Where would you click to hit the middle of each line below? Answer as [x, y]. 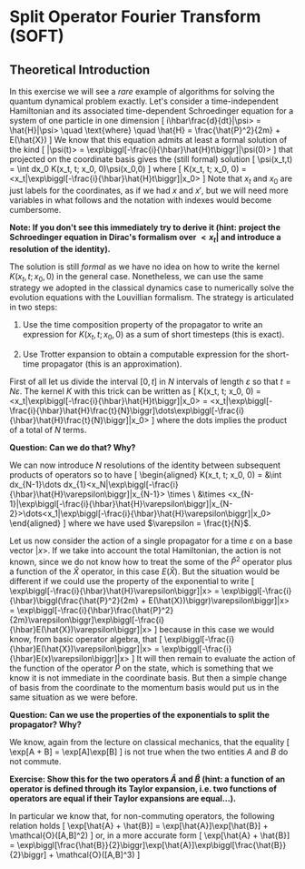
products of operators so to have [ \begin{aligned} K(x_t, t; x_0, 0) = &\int [146, 475]
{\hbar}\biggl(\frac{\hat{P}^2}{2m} [74, 600]
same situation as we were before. [74, 697]
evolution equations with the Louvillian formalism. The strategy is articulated [152, 298]
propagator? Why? [45, 724]
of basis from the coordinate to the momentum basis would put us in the [144, 687]
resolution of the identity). [60, 248]
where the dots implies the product [222, 420]
